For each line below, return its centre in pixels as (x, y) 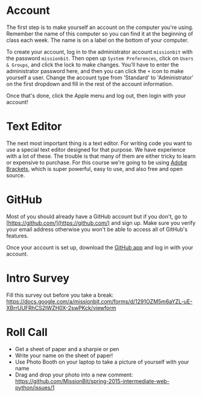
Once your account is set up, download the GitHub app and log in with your (100, 247)
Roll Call (27, 332)
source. (16, 175)
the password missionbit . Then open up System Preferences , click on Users (100, 58)
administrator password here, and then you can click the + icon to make (95, 71)
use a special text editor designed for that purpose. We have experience (96, 149)
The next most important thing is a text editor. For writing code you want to (99, 143)
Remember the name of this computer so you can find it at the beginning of (100, 33)
